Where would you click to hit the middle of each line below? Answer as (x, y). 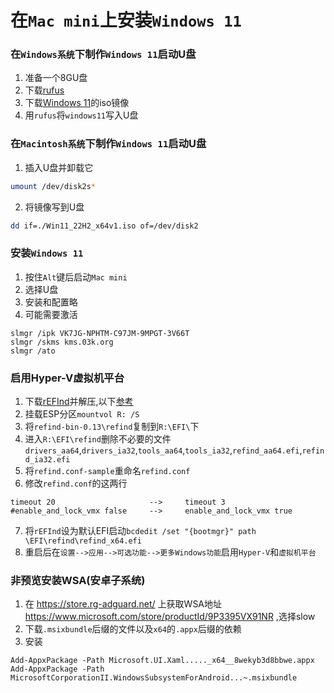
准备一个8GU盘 (56, 78)
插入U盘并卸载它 (59, 167)
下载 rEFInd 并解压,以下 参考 (79, 402)
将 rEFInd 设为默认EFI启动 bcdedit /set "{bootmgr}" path (140, 531)
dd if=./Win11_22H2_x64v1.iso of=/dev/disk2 (104, 226)
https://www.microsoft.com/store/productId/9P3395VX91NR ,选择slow (170, 617)
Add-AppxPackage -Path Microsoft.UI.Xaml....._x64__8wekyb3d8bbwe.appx (162, 661)
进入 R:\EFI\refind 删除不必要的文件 (98, 439)
